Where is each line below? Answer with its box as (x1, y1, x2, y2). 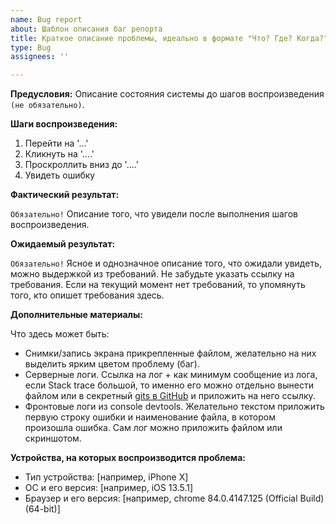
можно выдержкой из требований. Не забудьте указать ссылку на (10, 268, 295, 280)
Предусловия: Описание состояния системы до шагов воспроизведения (10, 88, 325, 100)
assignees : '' (10, 52, 70, 62)
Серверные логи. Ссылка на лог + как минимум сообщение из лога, (24, 369, 318, 381)
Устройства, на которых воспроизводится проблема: (10, 452, 246, 464)
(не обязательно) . (10, 99, 85, 111)
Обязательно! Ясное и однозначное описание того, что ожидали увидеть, (10, 257, 322, 270)
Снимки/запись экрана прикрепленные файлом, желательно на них (24, 347, 317, 360)
